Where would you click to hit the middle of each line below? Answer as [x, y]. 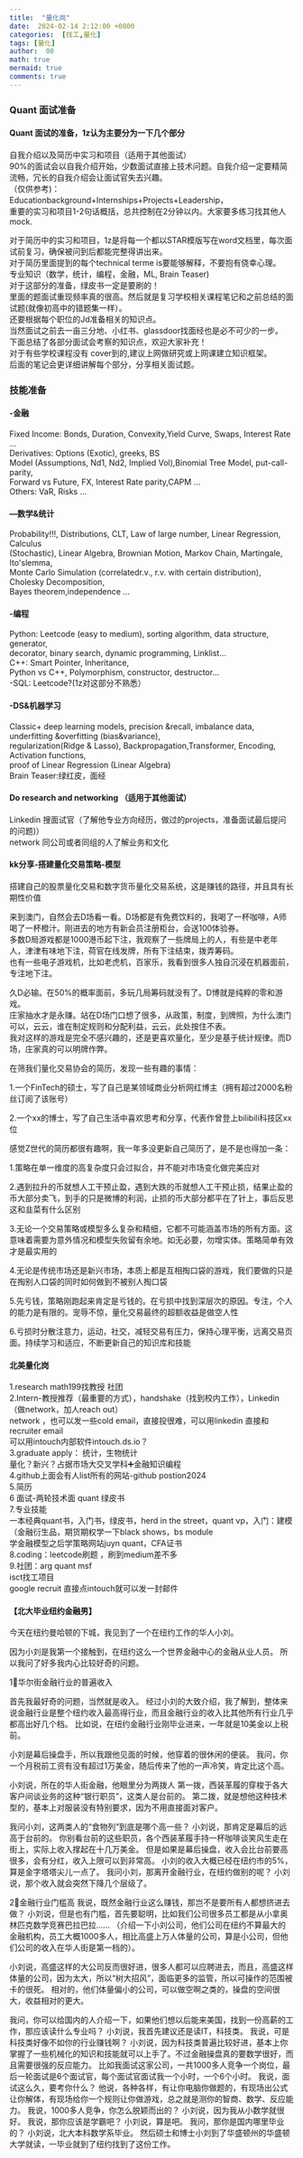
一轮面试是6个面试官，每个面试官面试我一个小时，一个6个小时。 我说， [149, 2077]
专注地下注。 [33, 973]
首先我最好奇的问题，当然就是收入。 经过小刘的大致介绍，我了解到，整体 [145, 1702]
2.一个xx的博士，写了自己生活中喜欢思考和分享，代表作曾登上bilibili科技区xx [151, 1118]
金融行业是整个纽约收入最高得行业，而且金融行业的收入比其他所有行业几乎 [155, 1712]
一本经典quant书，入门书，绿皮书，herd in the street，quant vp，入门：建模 [151, 1521]
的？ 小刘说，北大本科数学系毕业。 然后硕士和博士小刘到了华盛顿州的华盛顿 [150, 2133]
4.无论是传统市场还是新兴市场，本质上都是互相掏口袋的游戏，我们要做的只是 [151, 1271]
